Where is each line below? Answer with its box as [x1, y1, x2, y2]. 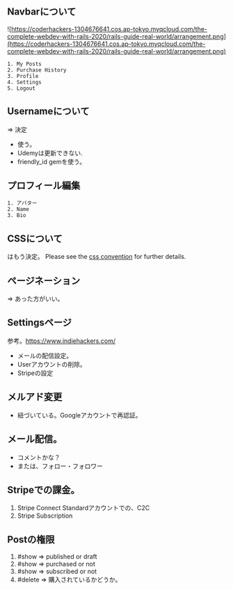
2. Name [7, 206, 30, 213]
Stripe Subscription [17, 511, 73, 520]
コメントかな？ [17, 453, 61, 461]
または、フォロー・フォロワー [17, 461, 103, 470]
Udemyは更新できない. [17, 148, 83, 157]
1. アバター [7, 200, 38, 207]
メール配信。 [7, 433, 63, 445]
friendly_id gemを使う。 [17, 157, 86, 166]
